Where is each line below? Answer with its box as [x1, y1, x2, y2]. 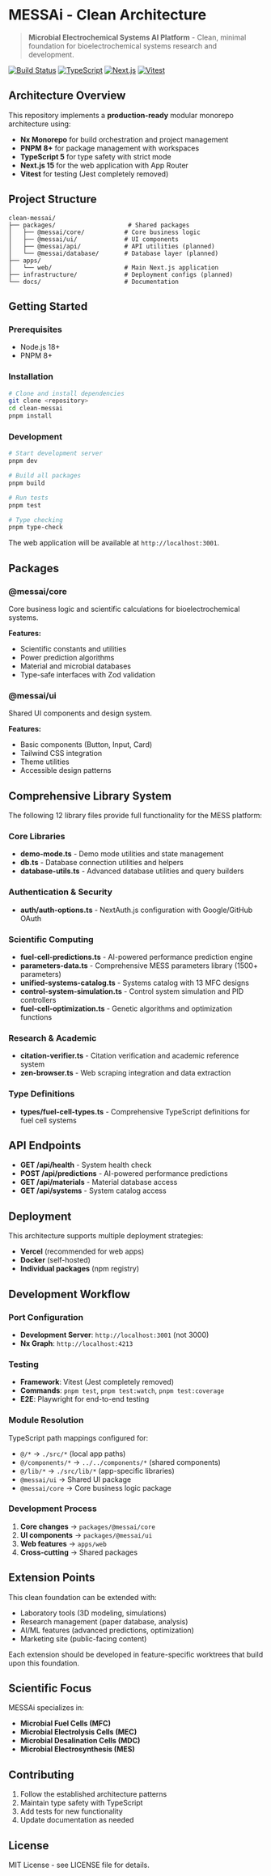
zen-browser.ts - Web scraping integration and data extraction [19, 1068, 231, 1078]
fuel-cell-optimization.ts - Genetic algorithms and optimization [19, 1004, 233, 1013]
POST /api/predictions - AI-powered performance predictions [19, 1169, 228, 1178]
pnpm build [8, 479, 45, 487]
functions [19, 1012, 53, 1022]
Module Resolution [8, 1415, 84, 1426]
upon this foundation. [8, 1657, 79, 1668]
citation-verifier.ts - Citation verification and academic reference [19, 1050, 239, 1061]
